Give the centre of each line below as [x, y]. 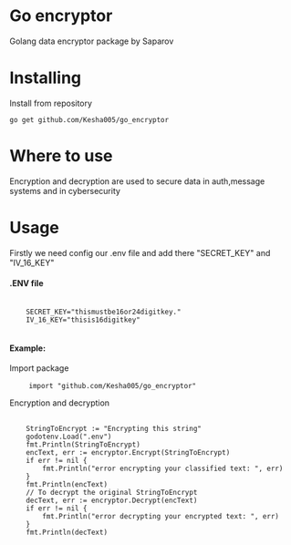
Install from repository [51, 103]
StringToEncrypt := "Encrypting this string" [114, 429]
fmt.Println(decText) [67, 533]
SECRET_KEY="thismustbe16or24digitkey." [104, 312]
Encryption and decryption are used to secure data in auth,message [137, 181]
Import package [39, 368]
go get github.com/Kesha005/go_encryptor [89, 119]
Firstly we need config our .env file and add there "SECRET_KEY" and [140, 252]
